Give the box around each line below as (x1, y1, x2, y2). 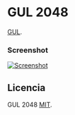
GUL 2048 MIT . (7, 100, 52, 109)
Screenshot (7, 45, 48, 55)
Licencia (7, 82, 46, 94)
